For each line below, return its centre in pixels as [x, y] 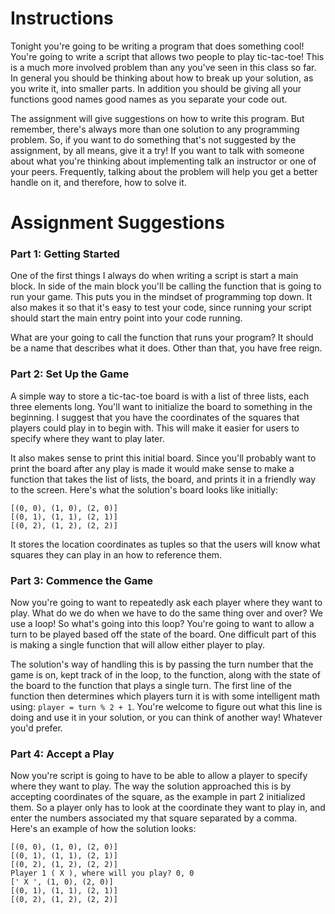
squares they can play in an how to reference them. [116, 554]
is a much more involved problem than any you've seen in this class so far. [163, 67]
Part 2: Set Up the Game [70, 374]
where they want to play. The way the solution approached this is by [151, 786]
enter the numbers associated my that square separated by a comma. [154, 818]
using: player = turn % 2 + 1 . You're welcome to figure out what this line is [166, 707]
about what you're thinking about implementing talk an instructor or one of [163, 161]
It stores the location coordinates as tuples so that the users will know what [165, 544]
